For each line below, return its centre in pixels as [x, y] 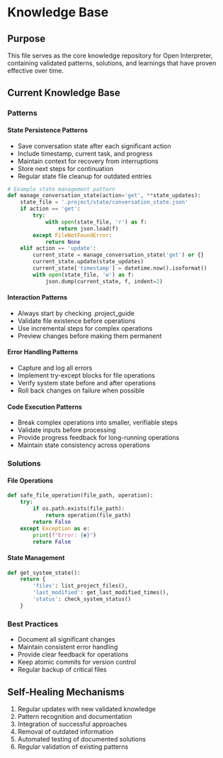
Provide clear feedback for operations [73, 654]
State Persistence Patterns [48, 130]
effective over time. [35, 71]
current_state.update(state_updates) [88, 262]
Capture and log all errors [55, 368]
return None [63, 242]
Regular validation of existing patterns [73, 747]
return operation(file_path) [88, 515]
